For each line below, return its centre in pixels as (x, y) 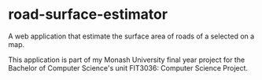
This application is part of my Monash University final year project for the (127, 60)
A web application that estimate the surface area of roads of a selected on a (131, 36)
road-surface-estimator (88, 15)
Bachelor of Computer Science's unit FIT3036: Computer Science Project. (128, 67)
